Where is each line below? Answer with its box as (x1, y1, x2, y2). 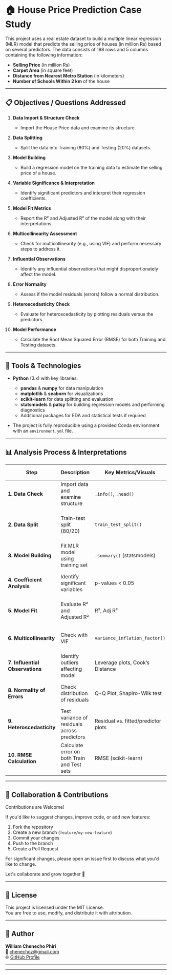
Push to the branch (12, 840, 53, 847)
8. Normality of (8, 687, 46, 694)
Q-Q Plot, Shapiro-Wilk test (94, 690, 162, 697)
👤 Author (5, 929, 34, 938)
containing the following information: (5, 52, 83, 58)
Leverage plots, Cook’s (94, 659, 150, 666)
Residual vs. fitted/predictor (94, 717, 161, 725)
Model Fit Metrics (12, 205, 51, 211)
